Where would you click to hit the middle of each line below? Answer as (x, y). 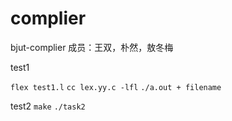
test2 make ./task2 (48, 106)
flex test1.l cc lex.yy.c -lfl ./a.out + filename (116, 87)
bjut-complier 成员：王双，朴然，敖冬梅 (92, 47)
